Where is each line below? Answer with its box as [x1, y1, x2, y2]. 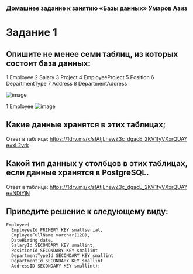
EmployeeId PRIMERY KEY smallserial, [11, 227, 104, 233]
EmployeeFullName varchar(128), [11, 232, 91, 238]
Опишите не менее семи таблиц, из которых [6, 49, 178, 59]
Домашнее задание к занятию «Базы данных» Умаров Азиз [6, 4, 188, 12]
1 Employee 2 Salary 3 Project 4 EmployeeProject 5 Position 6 [6, 73, 154, 80]
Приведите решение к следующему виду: [6, 207, 168, 217]
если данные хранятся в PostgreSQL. [6, 168, 149, 178]
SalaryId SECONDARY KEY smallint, [11, 242, 95, 249]
